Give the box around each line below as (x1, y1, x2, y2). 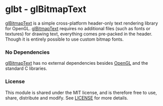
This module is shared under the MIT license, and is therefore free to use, (5, 89, 157, 95)
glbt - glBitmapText (5, 4, 86, 15)
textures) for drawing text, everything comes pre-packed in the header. (5, 31, 152, 37)
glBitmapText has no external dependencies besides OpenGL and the (5, 60, 148, 66)
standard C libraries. (5, 65, 48, 71)
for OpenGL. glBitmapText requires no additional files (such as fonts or (5, 25, 150, 31)
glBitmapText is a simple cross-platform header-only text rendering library (5, 20, 158, 26)
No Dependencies (5, 49, 50, 56)
